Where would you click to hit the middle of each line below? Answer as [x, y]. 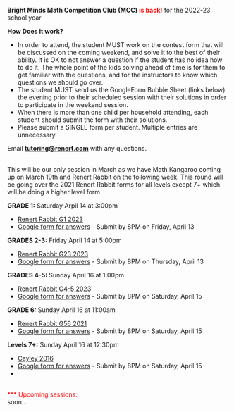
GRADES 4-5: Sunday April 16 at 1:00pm [66, 275]
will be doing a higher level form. [55, 192]
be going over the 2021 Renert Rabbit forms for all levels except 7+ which [114, 185]
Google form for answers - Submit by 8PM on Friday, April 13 [106, 227]
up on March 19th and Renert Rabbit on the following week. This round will [115, 177]
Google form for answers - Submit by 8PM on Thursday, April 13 [111, 261]
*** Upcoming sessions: [42, 394]
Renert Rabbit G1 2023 [50, 219]
